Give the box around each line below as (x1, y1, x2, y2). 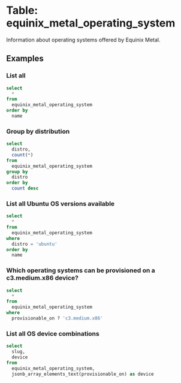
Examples (6, 53, 44, 64)
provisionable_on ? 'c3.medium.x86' (11, 315, 103, 321)
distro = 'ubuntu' (11, 241, 58, 247)
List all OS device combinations (6, 329, 100, 337)
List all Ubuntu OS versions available (6, 199, 115, 207)
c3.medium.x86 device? (6, 274, 79, 282)
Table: (6, 4, 38, 17)
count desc (11, 185, 39, 192)
